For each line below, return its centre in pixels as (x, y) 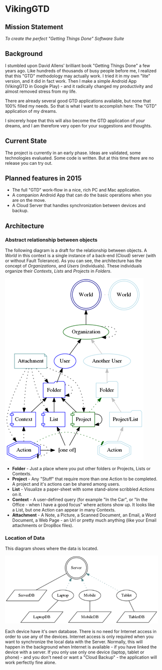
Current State (26, 141)
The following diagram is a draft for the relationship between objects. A (76, 250)
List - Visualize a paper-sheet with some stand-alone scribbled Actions (83, 489)
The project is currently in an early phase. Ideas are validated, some (73, 153)
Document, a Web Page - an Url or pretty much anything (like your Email (84, 520)
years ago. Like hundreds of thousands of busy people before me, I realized (81, 71)
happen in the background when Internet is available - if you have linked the (81, 647)
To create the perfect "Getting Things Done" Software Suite (65, 38)
